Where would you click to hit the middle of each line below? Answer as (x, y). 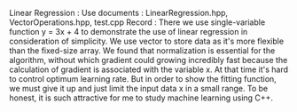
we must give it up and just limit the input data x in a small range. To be (139, 88)
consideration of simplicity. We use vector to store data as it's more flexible (147, 41)
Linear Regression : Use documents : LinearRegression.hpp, (119, 13)
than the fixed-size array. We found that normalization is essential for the (142, 51)
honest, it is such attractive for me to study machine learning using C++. (141, 98)
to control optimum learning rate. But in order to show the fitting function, (143, 79)
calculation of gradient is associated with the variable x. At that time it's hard (149, 69)
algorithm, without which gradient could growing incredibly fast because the (148, 60)
